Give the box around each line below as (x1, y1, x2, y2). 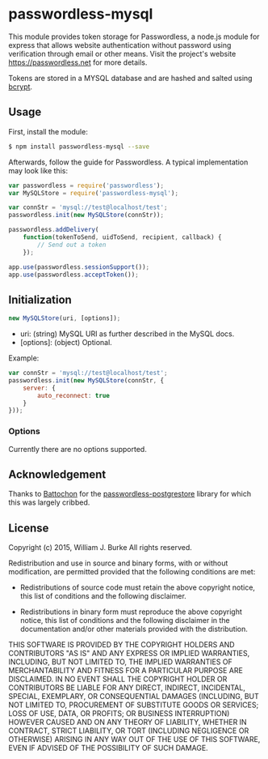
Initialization (8, 292, 73, 306)
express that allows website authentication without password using (8, 40, 232, 49)
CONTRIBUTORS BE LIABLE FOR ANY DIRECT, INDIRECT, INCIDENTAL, (8, 683, 246, 693)
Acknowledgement (8, 467, 107, 481)
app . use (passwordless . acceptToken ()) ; (8, 271, 139, 279)
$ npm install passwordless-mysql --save (8, 143, 150, 151)
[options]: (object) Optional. (19, 338, 113, 348)
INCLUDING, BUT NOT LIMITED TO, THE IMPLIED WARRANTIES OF (8, 657, 232, 667)
